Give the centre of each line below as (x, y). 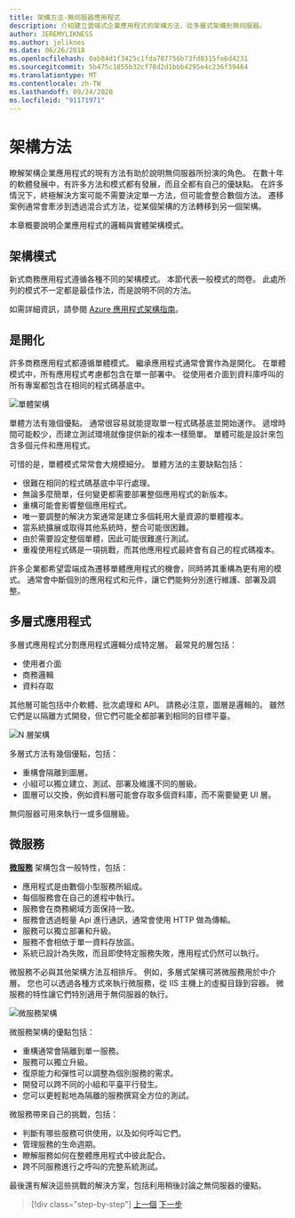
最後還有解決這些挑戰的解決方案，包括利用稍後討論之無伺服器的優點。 (138, 1185)
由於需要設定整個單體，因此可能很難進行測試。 (108, 538)
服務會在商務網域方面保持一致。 (80, 909)
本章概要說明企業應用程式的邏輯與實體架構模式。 (99, 225)
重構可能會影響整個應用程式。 (76, 505)
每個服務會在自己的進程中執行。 (80, 897)
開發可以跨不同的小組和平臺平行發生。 (92, 1084)
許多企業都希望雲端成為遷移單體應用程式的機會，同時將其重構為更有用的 (141, 568)
